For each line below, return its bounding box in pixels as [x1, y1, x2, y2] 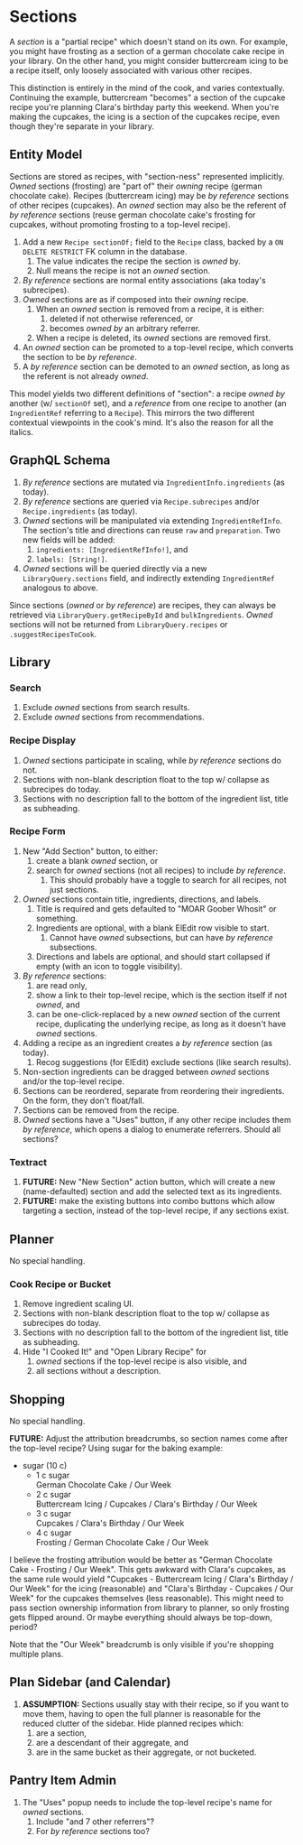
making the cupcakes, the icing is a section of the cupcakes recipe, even [9, 111, 280, 122]
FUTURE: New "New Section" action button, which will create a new [22, 1176, 276, 1188]
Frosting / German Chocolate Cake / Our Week [35, 1537, 209, 1548]
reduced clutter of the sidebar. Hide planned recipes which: [22, 1718, 244, 1729]
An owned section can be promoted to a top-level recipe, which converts [22, 341, 294, 353]
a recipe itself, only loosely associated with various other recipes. [9, 65, 252, 76]
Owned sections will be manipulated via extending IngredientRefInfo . [22, 515, 282, 525]
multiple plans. [9, 1649, 64, 1660]
